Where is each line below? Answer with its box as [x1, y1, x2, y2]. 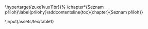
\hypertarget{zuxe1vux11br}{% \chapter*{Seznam [5, 4, 104, 10]
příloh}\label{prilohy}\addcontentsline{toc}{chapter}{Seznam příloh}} [5, 9, 143, 15]
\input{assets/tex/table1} [5, 19, 54, 24]
